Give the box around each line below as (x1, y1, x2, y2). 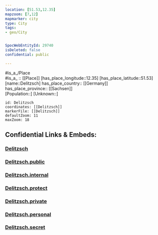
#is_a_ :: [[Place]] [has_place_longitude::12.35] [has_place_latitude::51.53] (5, 75, 153, 81)
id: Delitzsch (5, 100, 34, 105)
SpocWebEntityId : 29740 (5, 43, 54, 48)
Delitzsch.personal (5, 211, 51, 218)
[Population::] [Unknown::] (5, 91, 59, 96)
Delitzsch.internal (5, 171, 49, 178)
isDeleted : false (5, 47, 41, 52)
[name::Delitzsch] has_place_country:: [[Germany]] (5, 80, 109, 86)
